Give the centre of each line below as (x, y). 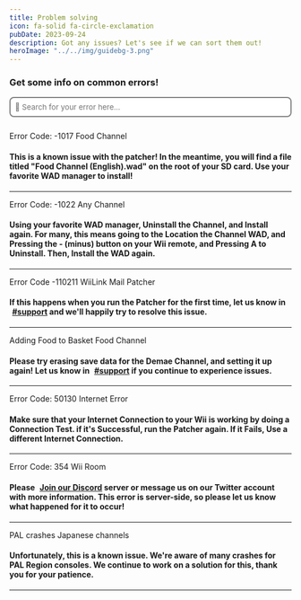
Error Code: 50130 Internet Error (69, 399)
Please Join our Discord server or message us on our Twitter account (142, 488)
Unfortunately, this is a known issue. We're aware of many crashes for (142, 556)
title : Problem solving (54, 18)
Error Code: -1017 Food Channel (68, 137)
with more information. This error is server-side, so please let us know (142, 497)
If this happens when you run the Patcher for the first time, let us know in (148, 303)
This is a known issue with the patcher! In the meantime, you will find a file (150, 157)
